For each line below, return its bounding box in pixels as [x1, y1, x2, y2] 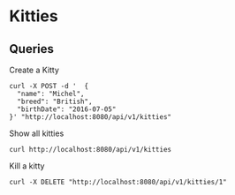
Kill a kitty [9, 161, 45, 171]
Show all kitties [9, 128, 64, 139]
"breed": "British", [17, 97, 93, 106]
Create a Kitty [9, 64, 60, 75]
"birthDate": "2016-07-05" [17, 105, 117, 114]
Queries [9, 41, 55, 56]
